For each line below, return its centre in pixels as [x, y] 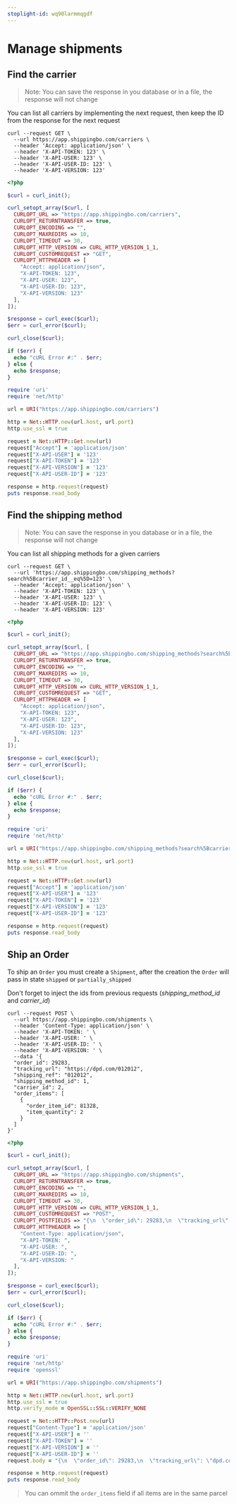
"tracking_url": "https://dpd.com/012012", [78, 1069]
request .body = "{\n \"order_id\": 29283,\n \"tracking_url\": [105, 1460]
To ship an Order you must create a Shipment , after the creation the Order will [118, 972]
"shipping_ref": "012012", [53, 1075]
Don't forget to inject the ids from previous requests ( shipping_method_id [114, 993]
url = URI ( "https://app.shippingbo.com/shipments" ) [85, 1383]
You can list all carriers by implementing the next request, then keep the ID [116, 113]
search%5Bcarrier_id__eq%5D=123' [56, 579]
